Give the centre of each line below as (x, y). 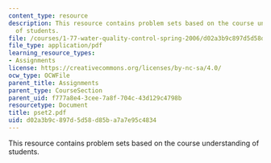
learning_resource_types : (52, 53)
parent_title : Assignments (54, 83)
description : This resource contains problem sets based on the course (131, 23)
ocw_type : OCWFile (39, 75)
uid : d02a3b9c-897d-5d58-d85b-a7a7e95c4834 (83, 120)
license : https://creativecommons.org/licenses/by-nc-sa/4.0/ (115, 68)
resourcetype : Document (48, 105)
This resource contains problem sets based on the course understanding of (134, 143)
